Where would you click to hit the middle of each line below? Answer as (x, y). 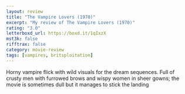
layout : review (25, 11)
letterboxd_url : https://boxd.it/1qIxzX (56, 33)
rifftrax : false (26, 45)
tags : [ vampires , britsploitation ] (50, 55)
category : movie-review (35, 50)
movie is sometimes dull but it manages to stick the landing (78, 84)
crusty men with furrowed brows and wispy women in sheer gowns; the (93, 78)
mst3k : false (22, 39)
